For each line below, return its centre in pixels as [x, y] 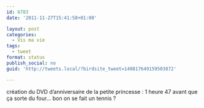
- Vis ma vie [28, 40]
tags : [13, 46]
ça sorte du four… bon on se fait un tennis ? [61, 98]
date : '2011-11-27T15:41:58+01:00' [52, 18]
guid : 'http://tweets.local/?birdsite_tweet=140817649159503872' [91, 69]
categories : [21, 34]
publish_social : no [31, 63]
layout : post [23, 29]
